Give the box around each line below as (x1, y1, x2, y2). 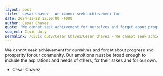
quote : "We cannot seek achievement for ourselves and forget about (5, 25, 147, 30)
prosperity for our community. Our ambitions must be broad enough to (5, 52, 146, 58)
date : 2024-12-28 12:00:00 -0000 (5, 16, 73, 21)
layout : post (5, 7, 32, 12)
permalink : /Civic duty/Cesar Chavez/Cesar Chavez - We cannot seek (5, 34, 147, 39)
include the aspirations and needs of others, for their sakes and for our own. (5, 57, 157, 63)
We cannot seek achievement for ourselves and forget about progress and (5, 47, 154, 53)
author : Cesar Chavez (5, 20, 49, 25)
